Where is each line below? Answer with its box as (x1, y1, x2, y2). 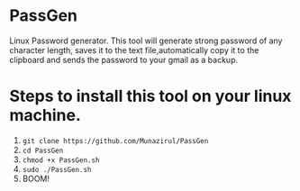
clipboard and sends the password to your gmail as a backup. (9, 54, 239, 65)
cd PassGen (22, 146, 64, 155)
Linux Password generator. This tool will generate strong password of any (9, 35, 283, 46)
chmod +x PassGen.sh (22, 155, 100, 165)
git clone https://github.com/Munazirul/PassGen (22, 136, 209, 145)
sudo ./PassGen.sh (22, 165, 92, 174)
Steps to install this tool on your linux (9, 86, 292, 106)
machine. (9, 105, 81, 126)
